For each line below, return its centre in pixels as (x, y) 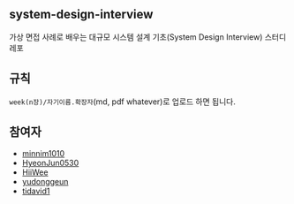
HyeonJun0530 (50, 163)
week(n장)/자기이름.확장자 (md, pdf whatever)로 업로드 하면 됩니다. (122, 102)
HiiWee (35, 172)
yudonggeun (45, 182)
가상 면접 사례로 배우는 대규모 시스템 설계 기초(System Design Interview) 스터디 (148, 37)
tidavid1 (36, 191)
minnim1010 (43, 154)
